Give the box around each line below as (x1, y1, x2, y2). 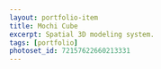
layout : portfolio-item (9, 13, 99, 22)
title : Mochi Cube (9, 22, 78, 30)
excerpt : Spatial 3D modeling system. (9, 30, 155, 39)
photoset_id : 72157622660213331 (9, 47, 130, 56)
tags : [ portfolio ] (9, 38, 78, 47)
